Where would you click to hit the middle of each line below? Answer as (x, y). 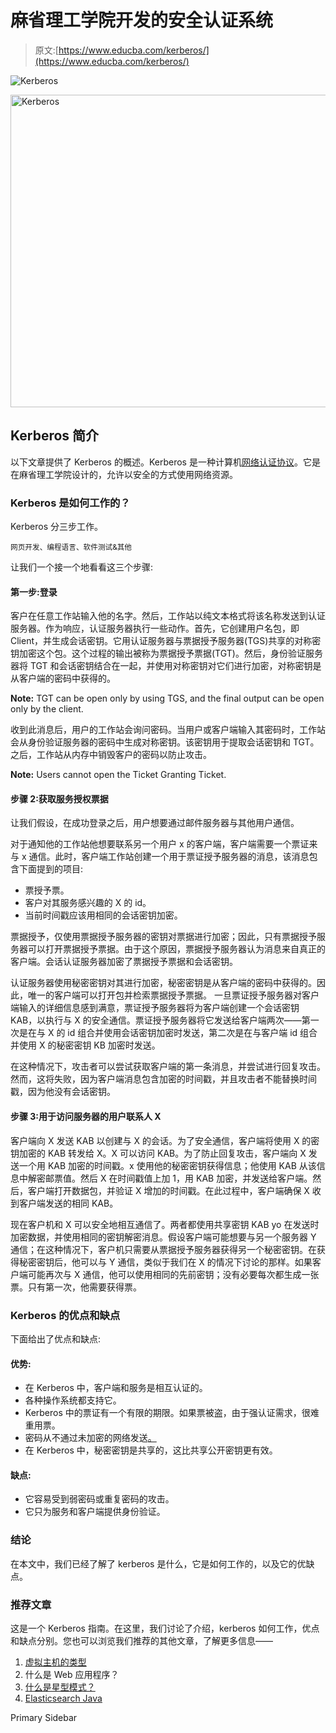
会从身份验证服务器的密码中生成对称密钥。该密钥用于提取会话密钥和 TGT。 (165, 742)
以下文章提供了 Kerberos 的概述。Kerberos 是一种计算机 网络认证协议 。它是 (165, 462)
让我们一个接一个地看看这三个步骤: (82, 567)
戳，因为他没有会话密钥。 (63, 1092)
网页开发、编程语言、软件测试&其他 (71, 547)
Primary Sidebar (44, 1717)
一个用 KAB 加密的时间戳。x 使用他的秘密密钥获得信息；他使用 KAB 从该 (167, 1165)
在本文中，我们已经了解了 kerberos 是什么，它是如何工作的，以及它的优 (158, 1563)
